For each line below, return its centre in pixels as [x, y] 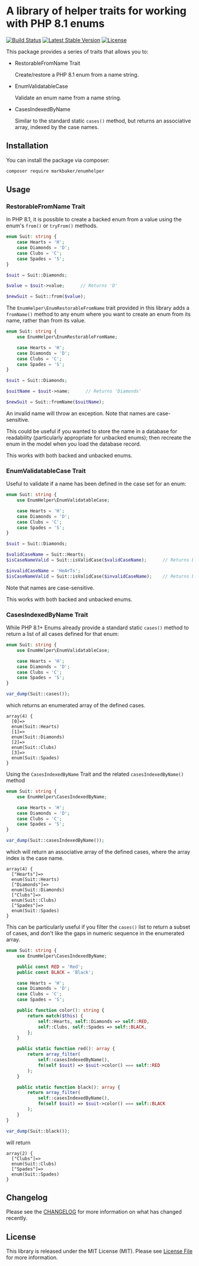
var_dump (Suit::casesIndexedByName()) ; [55, 841]
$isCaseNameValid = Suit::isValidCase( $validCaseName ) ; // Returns [98, 560]
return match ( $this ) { [55, 1016]
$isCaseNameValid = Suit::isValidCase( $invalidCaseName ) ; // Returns [98, 576]
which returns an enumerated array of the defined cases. [76, 706]
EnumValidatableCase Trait [46, 471]
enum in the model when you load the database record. [73, 444]
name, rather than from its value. [46, 321]
